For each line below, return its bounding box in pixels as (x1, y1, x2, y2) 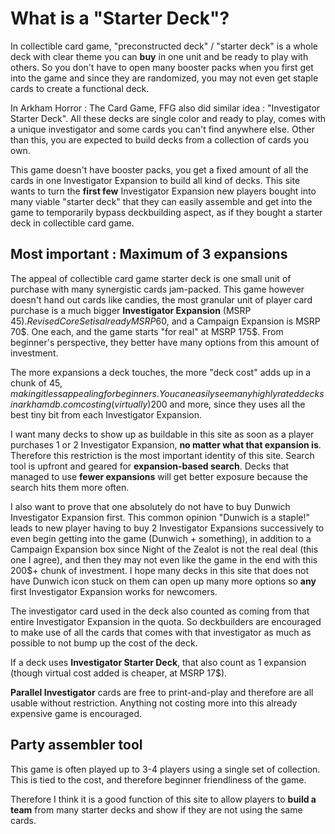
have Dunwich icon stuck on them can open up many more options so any (10, 575, 317, 587)
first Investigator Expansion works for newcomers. (10, 585, 218, 597)
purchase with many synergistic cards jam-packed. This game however (10, 283, 305, 295)
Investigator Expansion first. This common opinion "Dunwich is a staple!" (10, 511, 311, 523)
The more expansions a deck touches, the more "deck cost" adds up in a (10, 366, 312, 378)
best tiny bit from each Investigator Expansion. (10, 408, 202, 421)
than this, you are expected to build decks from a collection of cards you (10, 133, 309, 146)
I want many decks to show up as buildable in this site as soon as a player (10, 428, 315, 440)
